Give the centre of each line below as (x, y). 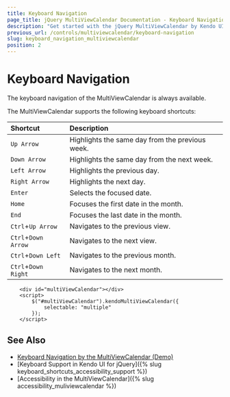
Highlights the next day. (107, 181)
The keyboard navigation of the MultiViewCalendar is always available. (107, 98)
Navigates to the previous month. (123, 255)
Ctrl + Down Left (36, 255)
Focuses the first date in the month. (126, 204)
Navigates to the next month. (116, 270)
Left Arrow (28, 170)
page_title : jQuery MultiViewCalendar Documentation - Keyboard (101, 20)
